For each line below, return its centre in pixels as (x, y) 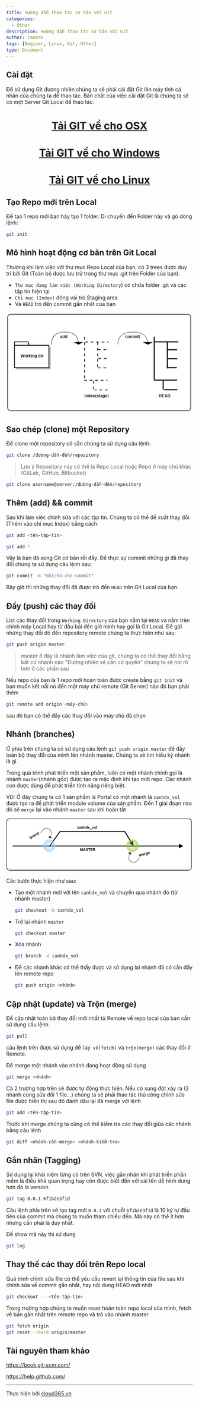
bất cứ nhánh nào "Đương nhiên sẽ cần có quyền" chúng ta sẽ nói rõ (104, 662)
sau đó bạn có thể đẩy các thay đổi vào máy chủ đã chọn (76, 715)
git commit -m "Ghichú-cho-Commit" (50, 576)
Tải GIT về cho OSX (99, 126)
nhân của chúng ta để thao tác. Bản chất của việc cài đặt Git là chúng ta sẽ (98, 96)
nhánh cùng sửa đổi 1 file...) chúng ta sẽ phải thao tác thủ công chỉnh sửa (96, 1094)
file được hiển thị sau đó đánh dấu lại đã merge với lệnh (73, 1101)
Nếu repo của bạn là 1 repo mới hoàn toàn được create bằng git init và (94, 680)
